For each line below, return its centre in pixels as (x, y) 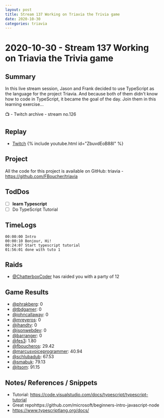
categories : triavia (26, 23)
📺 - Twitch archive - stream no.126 (41, 114)
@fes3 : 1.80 (24, 341)
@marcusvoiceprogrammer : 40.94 (47, 351)
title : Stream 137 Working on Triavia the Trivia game (63, 14)
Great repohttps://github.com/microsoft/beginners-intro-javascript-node (86, 405)
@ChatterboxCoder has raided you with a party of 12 (66, 277)
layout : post (18, 10)
